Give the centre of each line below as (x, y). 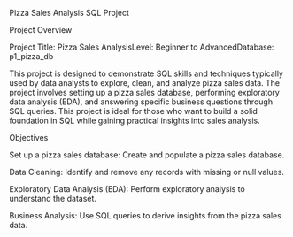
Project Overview (41, 30)
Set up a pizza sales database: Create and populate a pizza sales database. (147, 155)
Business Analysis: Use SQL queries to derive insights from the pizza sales (145, 215)
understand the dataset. (53, 199)
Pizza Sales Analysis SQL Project (69, 13)
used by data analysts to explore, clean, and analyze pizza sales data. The (145, 83)
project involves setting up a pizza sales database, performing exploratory (145, 92)
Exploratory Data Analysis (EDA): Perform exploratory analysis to (127, 189)
